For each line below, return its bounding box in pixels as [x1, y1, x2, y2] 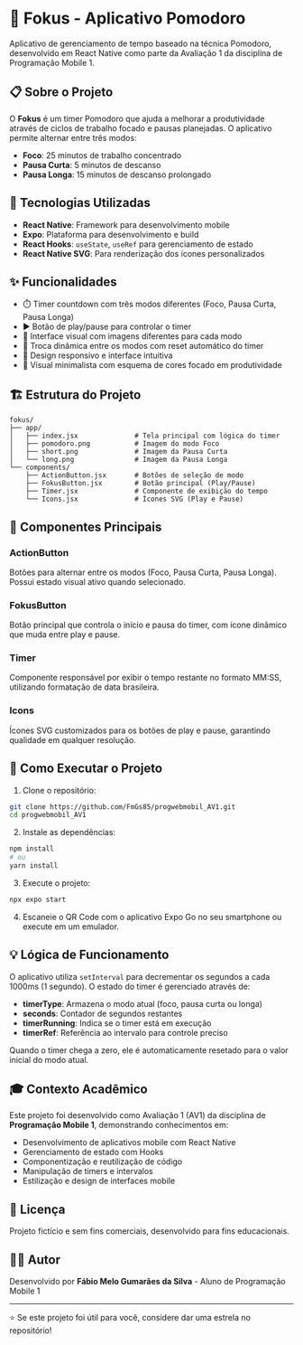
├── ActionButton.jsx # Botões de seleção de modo [25, 471, 244, 480]
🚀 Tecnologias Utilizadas [9, 195, 151, 211]
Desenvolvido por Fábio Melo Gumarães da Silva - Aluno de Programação [9, 1276, 286, 1287]
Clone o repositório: [22, 785, 96, 795]
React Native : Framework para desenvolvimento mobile [22, 219, 230, 230]
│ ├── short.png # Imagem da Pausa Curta [9, 447, 228, 456]
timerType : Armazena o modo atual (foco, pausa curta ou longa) [22, 998, 263, 1009]
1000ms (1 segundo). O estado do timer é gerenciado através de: [9, 981, 251, 992]
